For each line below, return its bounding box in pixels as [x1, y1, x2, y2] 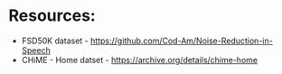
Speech [21, 44, 51, 55]
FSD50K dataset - [21, 35, 89, 46]
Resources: [8, 5, 96, 26]
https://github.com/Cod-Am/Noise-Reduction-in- [90, 35, 273, 46]
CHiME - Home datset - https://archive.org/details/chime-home [21, 54, 258, 65]
